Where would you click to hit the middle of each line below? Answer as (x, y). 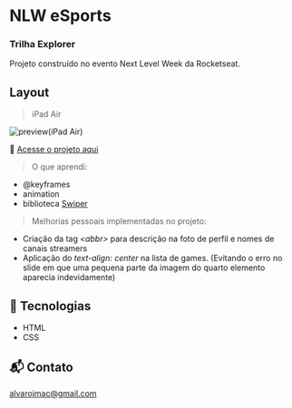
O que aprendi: (59, 167)
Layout (29, 92)
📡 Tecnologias (50, 306)
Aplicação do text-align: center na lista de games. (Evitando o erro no (152, 258)
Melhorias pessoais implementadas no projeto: (119, 221)
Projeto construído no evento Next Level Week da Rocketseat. (125, 63)
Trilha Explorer (43, 44)
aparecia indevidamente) (69, 277)
